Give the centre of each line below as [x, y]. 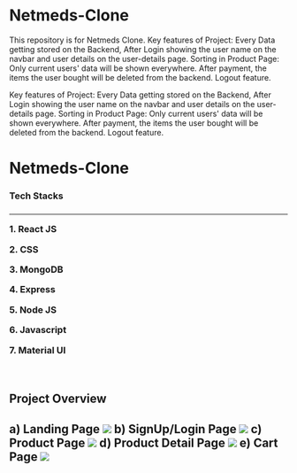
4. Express [32, 290]
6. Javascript [38, 330]
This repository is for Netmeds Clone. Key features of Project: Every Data [142, 40]
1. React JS [33, 229]
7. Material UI [38, 350]
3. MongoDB [36, 269]
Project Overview [58, 399]
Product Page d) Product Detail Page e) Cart [144, 442]
